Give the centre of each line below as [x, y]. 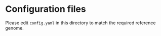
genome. [14, 28]
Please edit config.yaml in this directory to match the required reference [80, 23]
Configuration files [46, 9]
